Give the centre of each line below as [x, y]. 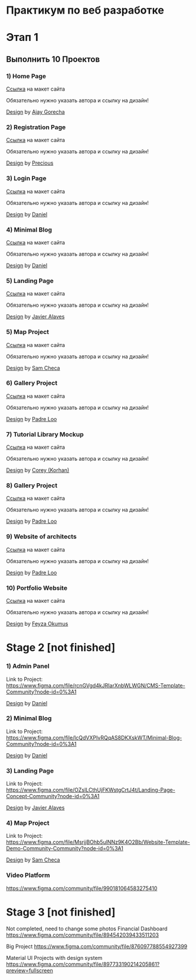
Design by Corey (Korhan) [38, 470]
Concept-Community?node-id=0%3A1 [53, 796]
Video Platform [28, 875]
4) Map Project [28, 823]
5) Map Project [27, 332]
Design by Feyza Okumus [37, 624]
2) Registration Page [36, 127]
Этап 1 [22, 38]
